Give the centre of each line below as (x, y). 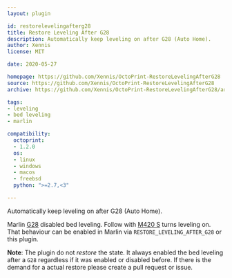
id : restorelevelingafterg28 (49, 26)
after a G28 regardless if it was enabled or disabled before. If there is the (109, 259)
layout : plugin (29, 13)
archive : (20, 90)
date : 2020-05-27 (32, 64)
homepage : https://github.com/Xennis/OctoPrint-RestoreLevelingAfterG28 (114, 77)
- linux (25, 160)
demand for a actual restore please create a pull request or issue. (100, 267)
